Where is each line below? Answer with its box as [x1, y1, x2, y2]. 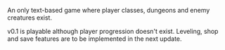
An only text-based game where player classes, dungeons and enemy [7, 6, 210, 14]
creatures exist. [7, 13, 53, 22]
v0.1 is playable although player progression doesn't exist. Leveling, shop [7, 27, 219, 35]
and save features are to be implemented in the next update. [7, 35, 182, 43]
